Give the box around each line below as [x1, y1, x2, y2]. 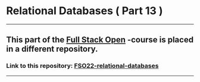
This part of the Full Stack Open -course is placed [6, 35, 194, 45]
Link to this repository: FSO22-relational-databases [6, 62, 159, 70]
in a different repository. [6, 44, 98, 54]
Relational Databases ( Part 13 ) [6, 4, 163, 18]
